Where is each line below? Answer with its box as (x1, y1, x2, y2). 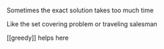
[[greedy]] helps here (6, 33, 69, 42)
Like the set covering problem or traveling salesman (6, 20, 158, 28)
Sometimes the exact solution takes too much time (6, 6, 154, 14)
